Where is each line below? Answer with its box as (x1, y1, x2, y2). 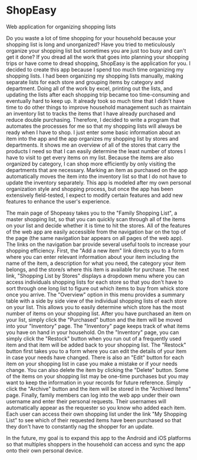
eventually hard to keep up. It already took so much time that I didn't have (6, 97, 185, 104)
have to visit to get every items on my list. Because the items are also (6, 154, 174, 161)
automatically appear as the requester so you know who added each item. (6, 404, 186, 411)
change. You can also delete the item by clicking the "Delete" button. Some (6, 366, 189, 373)
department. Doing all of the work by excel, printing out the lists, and (6, 85, 173, 92)
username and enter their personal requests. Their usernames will (6, 397, 166, 405)
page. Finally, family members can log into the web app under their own (6, 391, 180, 399)
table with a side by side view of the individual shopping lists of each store (6, 297, 187, 304)
